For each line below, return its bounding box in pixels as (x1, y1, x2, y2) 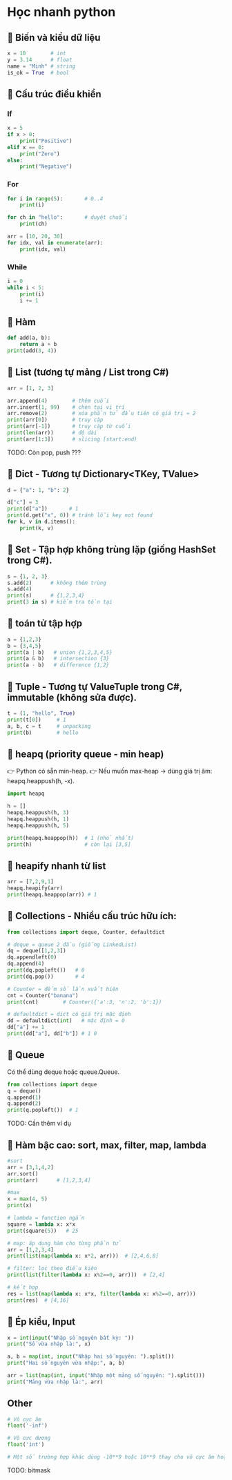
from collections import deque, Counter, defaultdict (7, 928, 166, 936)
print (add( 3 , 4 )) (7, 347, 57, 354)
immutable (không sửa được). (7, 691, 137, 703)
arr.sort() (7, 1170, 39, 1178)
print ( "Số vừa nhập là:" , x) (7, 1340, 91, 1347)
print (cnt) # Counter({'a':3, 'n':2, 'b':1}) (7, 999, 162, 1006)
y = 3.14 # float (7, 56, 72, 63)
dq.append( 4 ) (7, 961, 45, 968)
